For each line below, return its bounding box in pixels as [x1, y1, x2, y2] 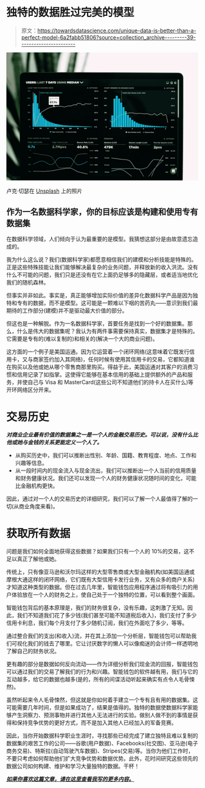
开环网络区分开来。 [6, 386, 55, 394]
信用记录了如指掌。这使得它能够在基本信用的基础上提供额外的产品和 [16, 371, 187, 378]
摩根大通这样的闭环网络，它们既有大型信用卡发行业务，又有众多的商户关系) [6, 576, 195, 583]
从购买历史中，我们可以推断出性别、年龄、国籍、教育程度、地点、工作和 [15, 452, 196, 459]
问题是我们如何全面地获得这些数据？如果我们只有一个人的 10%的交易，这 [6, 548, 190, 555]
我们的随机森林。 [6, 279, 49, 286]
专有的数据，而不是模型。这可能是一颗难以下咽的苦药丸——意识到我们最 [16, 299, 198, 307]
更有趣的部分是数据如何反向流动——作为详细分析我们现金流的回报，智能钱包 [6, 661, 198, 668]
